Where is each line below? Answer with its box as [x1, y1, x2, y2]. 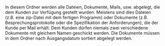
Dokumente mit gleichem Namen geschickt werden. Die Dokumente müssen [5, 30, 160, 36]
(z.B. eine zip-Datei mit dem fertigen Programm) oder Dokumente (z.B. [5, 15, 149, 20]
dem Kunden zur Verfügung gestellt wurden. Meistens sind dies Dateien [5, 9, 151, 15]
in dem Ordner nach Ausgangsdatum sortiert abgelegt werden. [5, 35, 133, 41]
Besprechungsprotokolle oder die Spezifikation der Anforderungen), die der [5, 20, 159, 25]
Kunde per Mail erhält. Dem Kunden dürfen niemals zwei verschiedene [5, 25, 149, 31]
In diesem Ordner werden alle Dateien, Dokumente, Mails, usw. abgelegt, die [5, 4, 160, 10]
